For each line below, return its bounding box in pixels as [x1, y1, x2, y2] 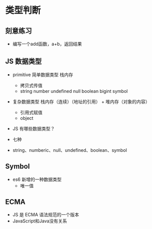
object [20, 115, 34, 121]
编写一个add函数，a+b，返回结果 [12, 41, 82, 47]
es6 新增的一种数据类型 [12, 176, 62, 182]
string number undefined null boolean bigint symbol [20, 88, 128, 94]
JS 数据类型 [5, 57, 42, 66]
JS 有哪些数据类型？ [12, 125, 55, 132]
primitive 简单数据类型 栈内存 [12, 72, 73, 78]
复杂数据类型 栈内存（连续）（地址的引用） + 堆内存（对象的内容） [12, 99, 150, 105]
